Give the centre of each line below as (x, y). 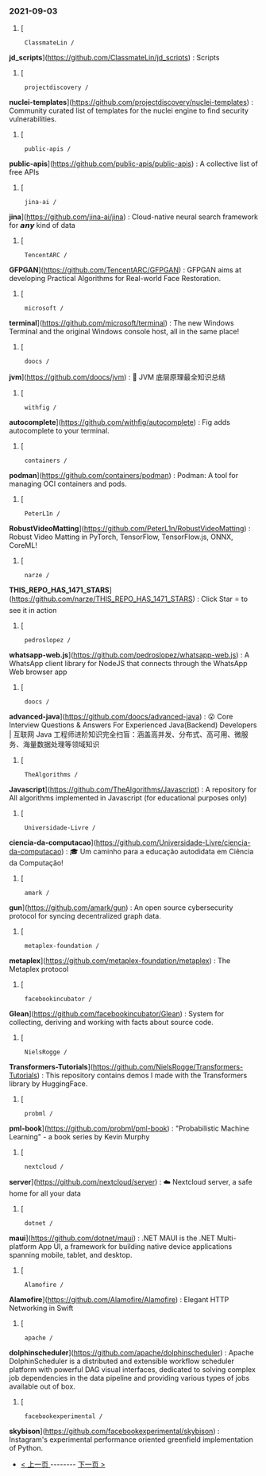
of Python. (26, 1448)
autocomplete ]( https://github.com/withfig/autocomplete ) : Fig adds (120, 422)
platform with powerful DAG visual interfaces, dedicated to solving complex (133, 1370)
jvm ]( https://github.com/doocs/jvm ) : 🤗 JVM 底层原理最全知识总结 (117, 377)
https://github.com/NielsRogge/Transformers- (168, 1067)
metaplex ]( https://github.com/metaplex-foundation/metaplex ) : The (120, 961)
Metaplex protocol (39, 969)
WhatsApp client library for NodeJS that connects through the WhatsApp (128, 664)
